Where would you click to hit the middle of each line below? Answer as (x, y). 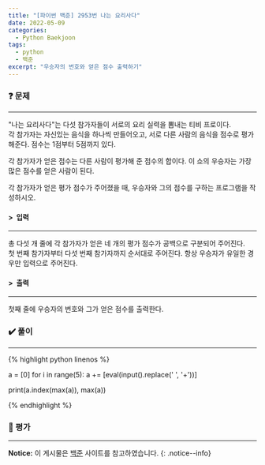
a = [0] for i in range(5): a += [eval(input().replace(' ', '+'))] (103, 374)
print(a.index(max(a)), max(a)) (57, 390)
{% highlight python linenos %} (59, 359)
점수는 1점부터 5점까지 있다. (74, 144)
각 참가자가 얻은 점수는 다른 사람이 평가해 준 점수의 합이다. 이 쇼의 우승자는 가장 (130, 161)
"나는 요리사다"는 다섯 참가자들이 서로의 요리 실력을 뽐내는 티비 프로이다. (119, 125)
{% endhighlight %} (40, 405)
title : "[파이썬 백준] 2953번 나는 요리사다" (74, 15)
